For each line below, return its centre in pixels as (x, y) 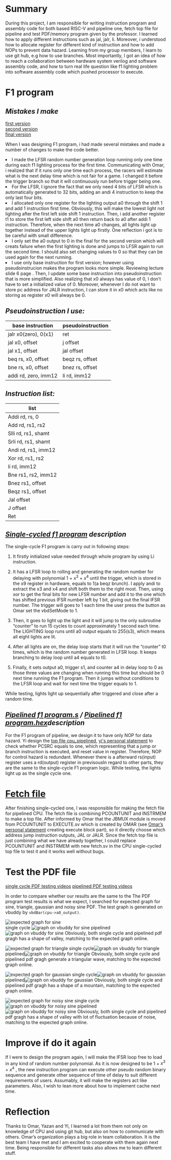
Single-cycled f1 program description (66, 534)
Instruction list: (30, 394)
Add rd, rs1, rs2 (27, 425)
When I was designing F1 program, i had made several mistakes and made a (85, 144)
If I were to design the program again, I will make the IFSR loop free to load (84, 1057)
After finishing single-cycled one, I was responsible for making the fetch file (85, 808)
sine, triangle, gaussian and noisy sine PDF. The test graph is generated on (84, 907)
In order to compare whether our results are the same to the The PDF (78, 896)
